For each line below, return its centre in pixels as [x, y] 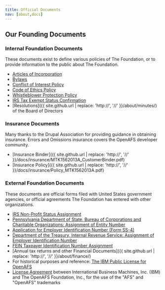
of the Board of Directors [38, 111]
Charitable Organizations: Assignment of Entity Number [69, 224]
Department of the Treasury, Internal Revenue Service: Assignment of [83, 235]
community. [17, 145]
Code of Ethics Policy [34, 90]
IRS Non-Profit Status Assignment [47, 214]
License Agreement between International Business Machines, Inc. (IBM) [86, 272]
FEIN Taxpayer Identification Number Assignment [62, 245]
